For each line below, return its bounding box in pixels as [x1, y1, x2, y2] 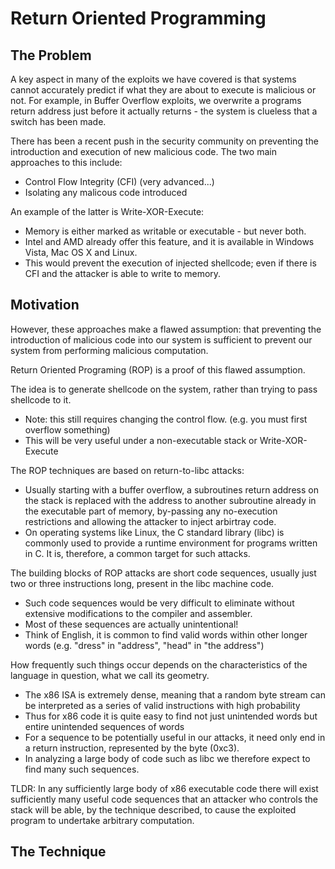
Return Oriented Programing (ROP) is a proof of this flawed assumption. [10, 363, 306, 376]
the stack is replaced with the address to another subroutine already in [24, 494, 317, 506]
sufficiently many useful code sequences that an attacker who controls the [10, 793, 319, 805]
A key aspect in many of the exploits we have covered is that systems [10, 73, 297, 85]
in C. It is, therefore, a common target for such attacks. [24, 547, 251, 559]
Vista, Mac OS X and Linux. [24, 247, 138, 258]
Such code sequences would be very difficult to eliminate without [24, 597, 295, 609]
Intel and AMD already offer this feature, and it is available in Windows [24, 236, 315, 247]
